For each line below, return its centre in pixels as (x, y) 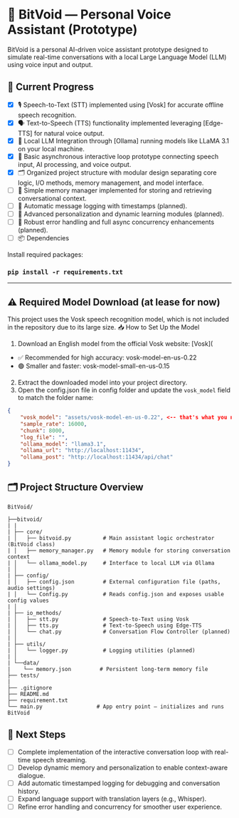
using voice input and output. (50, 64)
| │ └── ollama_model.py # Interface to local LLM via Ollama (111, 563)
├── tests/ (23, 675)
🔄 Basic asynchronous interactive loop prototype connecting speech (118, 156)
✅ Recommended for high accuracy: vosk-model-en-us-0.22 (107, 358)
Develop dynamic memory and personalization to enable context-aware (123, 767)
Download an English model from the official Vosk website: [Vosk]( (115, 344)
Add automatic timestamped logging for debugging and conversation (119, 783)
